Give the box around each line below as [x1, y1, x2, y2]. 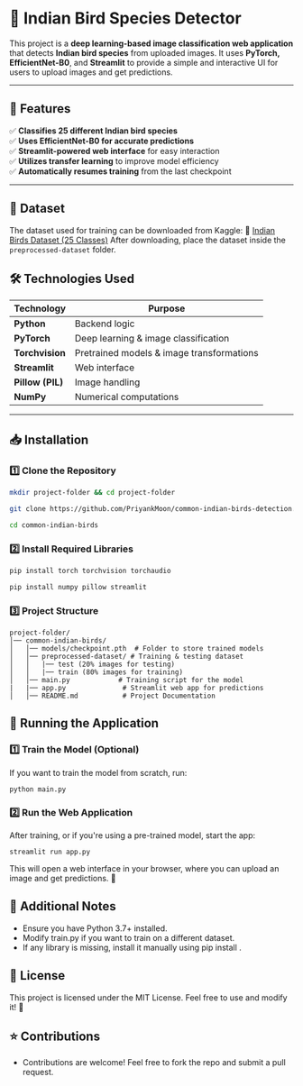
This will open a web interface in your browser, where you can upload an [9, 863, 280, 874]
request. [22, 1067, 54, 1078]
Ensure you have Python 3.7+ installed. [22, 923, 169, 934]
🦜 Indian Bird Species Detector [9, 8, 242, 29]
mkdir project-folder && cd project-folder [9, 488, 176, 497]
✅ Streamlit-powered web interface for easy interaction [9, 145, 220, 156]
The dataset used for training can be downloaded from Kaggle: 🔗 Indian [9, 224, 276, 235]
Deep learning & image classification [75, 333, 230, 345]
